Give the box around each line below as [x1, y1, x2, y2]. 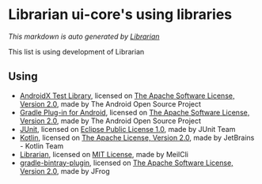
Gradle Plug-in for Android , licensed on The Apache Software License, [19, 107, 250, 117]
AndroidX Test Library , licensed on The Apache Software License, [19, 91, 235, 100]
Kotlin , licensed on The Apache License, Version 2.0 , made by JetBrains [19, 133, 255, 142]
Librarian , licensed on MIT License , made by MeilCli [19, 149, 188, 159]
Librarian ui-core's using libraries [8, 6, 232, 24]
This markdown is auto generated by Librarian [8, 32, 160, 41]
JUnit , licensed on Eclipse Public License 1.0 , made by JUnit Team [19, 124, 236, 133]
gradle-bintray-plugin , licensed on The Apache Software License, [19, 158, 234, 167]
